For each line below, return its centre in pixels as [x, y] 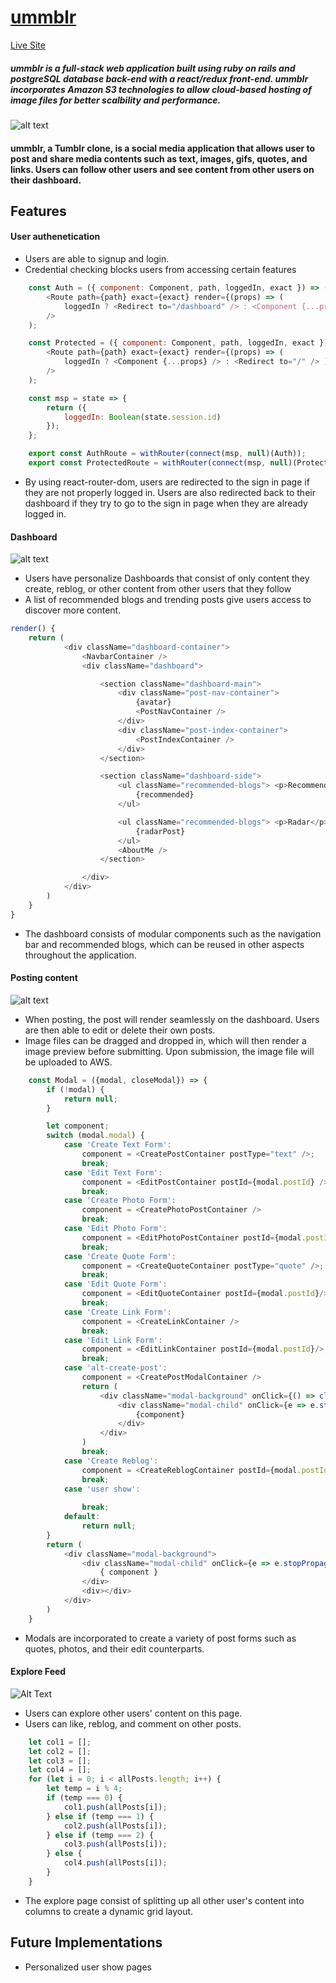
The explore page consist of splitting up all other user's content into [164, 1900]
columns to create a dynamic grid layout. [109, 1911]
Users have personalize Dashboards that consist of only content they [167, 578]
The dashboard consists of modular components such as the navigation [173, 933]
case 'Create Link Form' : [117, 1312]
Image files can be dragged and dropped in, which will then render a [165, 1040]
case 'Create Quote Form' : [120, 1256]
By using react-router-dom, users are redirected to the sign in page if [167, 482]
